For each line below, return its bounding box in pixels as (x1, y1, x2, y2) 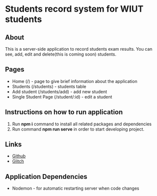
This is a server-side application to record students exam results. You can (5, 46, 153, 52)
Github (12, 153, 26, 159)
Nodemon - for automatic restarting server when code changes (12, 185, 140, 191)
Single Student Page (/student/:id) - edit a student (12, 94, 113, 99)
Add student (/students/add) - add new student (12, 89, 107, 95)
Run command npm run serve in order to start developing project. (12, 126, 145, 132)
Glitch (12, 158, 24, 164)
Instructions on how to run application (5, 108, 123, 117)
